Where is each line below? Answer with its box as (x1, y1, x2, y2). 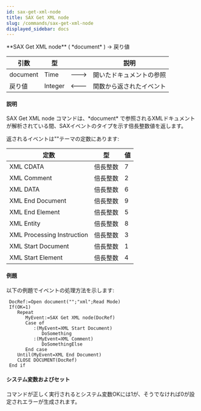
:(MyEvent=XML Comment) (33, 336, 94, 342)
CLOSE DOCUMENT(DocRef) (17, 357, 78, 363)
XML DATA (9, 185, 40, 194)
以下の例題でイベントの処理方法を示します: (6, 286, 115, 294)
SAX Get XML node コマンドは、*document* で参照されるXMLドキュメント (6, 115, 196, 122)
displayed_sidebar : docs (6, 25, 69, 32)
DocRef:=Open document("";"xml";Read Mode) (9, 298, 121, 305)
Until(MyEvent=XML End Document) (17, 352, 102, 358)
